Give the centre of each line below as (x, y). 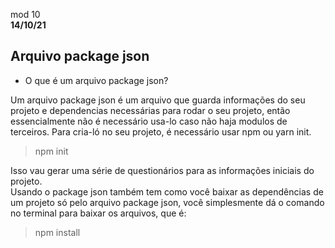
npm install (57, 232)
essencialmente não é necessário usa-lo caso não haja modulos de (149, 121)
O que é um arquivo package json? (96, 80)
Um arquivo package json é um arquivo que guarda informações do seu (158, 100)
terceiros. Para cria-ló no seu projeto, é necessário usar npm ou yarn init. (161, 131)
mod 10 (25, 14)
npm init (51, 151)
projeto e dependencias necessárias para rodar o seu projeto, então (150, 110)
